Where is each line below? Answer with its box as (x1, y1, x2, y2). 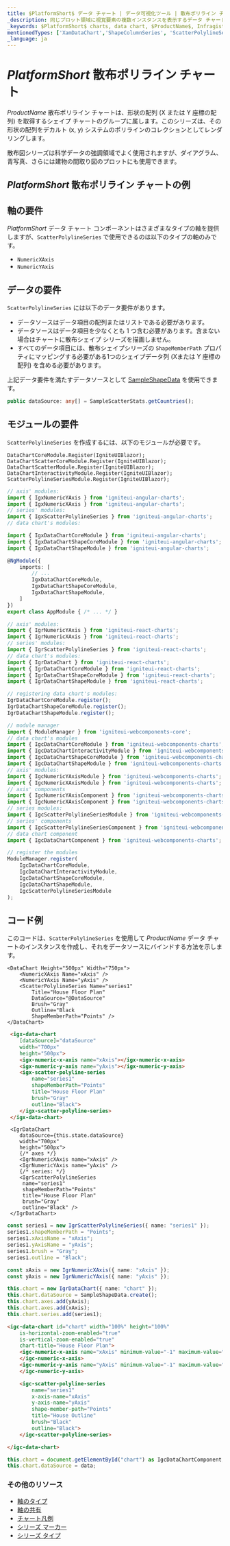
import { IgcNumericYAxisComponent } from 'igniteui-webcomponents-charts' (7, 792, 228, 799)
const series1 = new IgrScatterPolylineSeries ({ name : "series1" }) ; (7, 1222, 210, 1229)
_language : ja (7, 36, 48, 43)
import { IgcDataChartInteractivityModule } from (7, 747, 152, 755)
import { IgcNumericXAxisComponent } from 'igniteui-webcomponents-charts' (7, 799, 228, 806)
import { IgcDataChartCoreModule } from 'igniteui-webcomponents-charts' (7, 741, 222, 748)
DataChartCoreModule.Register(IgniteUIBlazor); (7, 452, 146, 458)
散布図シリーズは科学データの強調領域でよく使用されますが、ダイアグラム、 (7, 149, 222, 157)
